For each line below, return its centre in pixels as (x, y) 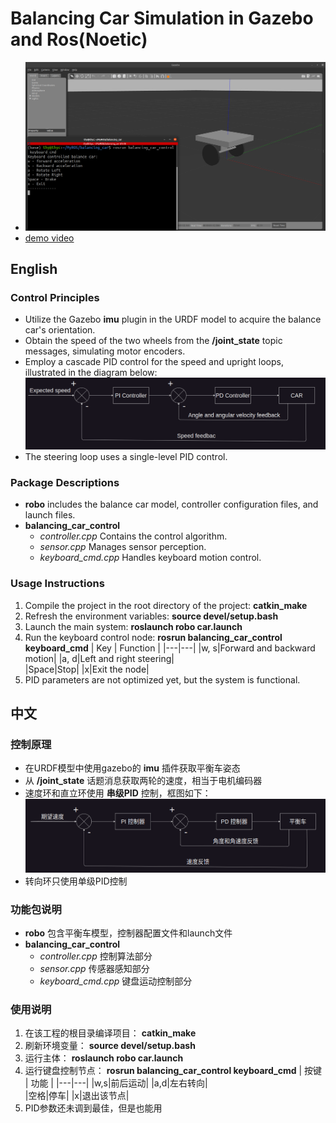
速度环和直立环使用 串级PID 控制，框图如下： (118, 793)
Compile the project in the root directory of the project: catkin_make (166, 605)
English (34, 268)
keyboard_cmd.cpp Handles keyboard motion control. (150, 558)
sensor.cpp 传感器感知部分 (94, 969)
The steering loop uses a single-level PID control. (126, 457)
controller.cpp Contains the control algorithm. (133, 536)
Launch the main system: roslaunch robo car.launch (133, 626)
